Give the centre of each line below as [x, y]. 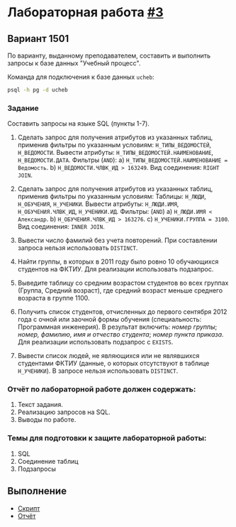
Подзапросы [37, 469]
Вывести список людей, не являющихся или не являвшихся [108, 356]
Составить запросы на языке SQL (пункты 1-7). [79, 124]
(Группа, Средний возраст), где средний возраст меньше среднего [120, 290]
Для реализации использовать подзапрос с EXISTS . [95, 342]
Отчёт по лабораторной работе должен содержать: [102, 389]
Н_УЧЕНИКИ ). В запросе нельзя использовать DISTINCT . [98, 371]
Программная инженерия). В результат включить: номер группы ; [117, 327]
